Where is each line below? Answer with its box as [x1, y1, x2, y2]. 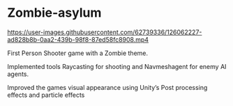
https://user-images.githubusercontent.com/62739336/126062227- [7, 28, 202, 36]
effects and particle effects [7, 91, 85, 99]
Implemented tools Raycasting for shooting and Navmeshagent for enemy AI [7, 62, 227, 70]
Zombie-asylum [7, 5, 102, 21]
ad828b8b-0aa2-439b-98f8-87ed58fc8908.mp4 [7, 35, 149, 43]
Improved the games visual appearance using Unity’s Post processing [7, 83, 208, 91]
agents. [7, 70, 29, 78]
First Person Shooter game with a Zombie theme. [7, 49, 149, 57]
